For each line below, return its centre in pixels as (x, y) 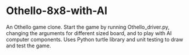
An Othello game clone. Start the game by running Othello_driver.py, (88, 27)
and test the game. (29, 46)
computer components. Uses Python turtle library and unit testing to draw (95, 39)
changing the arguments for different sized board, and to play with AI (89, 33)
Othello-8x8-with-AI (57, 11)
